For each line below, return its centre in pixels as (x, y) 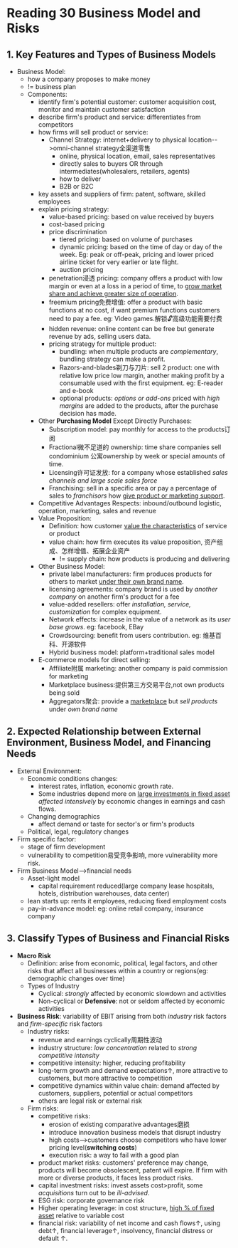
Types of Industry (53, 986)
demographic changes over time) (76, 978)
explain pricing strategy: (74, 209)
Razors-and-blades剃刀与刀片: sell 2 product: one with (139, 367)
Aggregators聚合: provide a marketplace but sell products (133, 701)
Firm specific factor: (47, 839)
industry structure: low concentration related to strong (118, 1047)
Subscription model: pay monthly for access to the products (136, 429)
